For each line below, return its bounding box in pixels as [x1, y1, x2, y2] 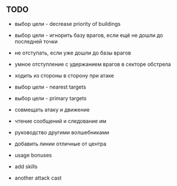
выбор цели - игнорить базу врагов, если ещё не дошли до [14, 32, 163, 39]
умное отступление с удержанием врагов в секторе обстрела [14, 60, 171, 67]
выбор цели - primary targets [14, 94, 87, 102]
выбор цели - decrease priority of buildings [14, 20, 121, 27]
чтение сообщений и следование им [14, 117, 107, 124]
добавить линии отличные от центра [14, 140, 107, 147]
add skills [14, 163, 38, 170]
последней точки [14, 38, 58, 45]
